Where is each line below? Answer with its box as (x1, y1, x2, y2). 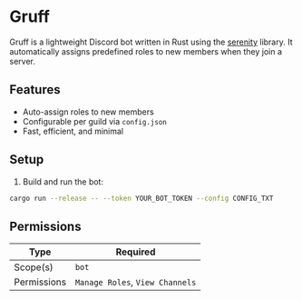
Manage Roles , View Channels (74, 275, 197, 288)
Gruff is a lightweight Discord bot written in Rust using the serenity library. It (9, 36, 293, 47)
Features (9, 82, 61, 97)
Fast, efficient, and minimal (22, 125, 124, 136)
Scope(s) (14, 261, 54, 274)
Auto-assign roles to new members (22, 106, 154, 117)
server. (9, 55, 36, 66)
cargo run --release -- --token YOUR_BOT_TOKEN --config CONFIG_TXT (9, 194, 274, 203)
